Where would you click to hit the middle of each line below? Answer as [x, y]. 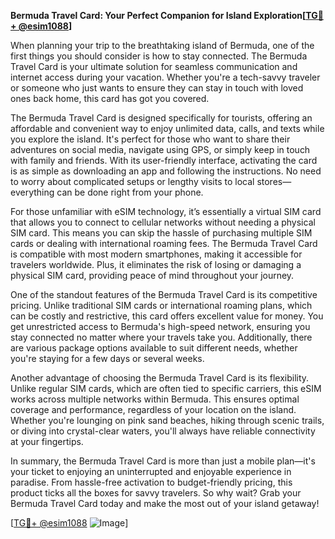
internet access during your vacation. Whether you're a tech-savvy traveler [165, 77]
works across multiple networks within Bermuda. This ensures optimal [155, 399]
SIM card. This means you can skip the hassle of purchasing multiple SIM [161, 233]
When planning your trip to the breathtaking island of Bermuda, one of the [162, 45]
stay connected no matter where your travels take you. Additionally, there [161, 337]
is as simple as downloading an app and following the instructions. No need [166, 171]
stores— [274, 181]
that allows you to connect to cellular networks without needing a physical [163, 222]
